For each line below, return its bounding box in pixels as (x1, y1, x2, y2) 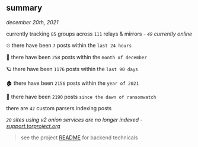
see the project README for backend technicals (20, 134, 138, 141)
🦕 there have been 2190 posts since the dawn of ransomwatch (6, 93, 157, 100)
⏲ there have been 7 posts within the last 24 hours (6, 41, 132, 49)
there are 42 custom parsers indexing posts (6, 104, 112, 111)
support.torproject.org (6, 122, 60, 129)
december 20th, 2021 (6, 18, 59, 25)
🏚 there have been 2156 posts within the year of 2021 (6, 79, 139, 87)
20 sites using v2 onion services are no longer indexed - (6, 116, 143, 123)
